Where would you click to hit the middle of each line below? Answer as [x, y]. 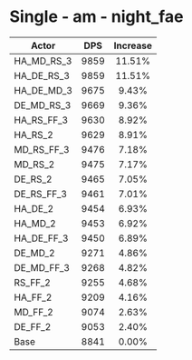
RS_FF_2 [33, 282]
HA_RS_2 [34, 135]
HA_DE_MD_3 [43, 90]
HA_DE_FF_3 [41, 238]
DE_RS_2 [33, 179]
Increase [133, 45]
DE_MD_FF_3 [42, 267]
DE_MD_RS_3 [43, 105]
